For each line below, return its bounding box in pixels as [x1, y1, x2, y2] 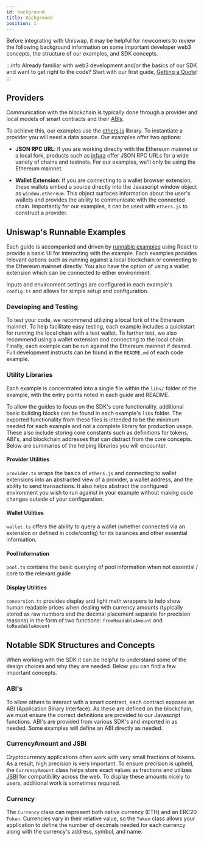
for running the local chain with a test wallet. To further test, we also [6, 329, 177, 337]
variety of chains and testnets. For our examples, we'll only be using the [15, 158, 196, 166]
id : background [6, 9, 45, 15]
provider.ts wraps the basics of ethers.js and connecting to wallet [6, 469, 177, 476]
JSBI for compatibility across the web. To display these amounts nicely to [6, 773, 191, 780]
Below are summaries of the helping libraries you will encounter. [6, 442, 167, 449]
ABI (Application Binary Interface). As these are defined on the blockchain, [6, 705, 193, 712]
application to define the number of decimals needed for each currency [6, 821, 186, 829]
